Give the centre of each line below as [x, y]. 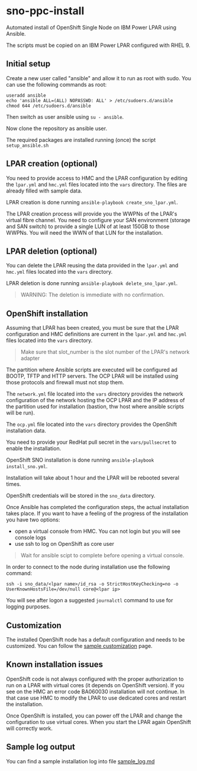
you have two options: [33, 520]
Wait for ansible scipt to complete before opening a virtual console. [102, 555]
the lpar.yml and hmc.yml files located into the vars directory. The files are [96, 184]
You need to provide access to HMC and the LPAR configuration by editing [97, 178]
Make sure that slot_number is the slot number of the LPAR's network [105, 352]
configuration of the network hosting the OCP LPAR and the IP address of [96, 400]
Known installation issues [55, 664]
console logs [30, 538]
